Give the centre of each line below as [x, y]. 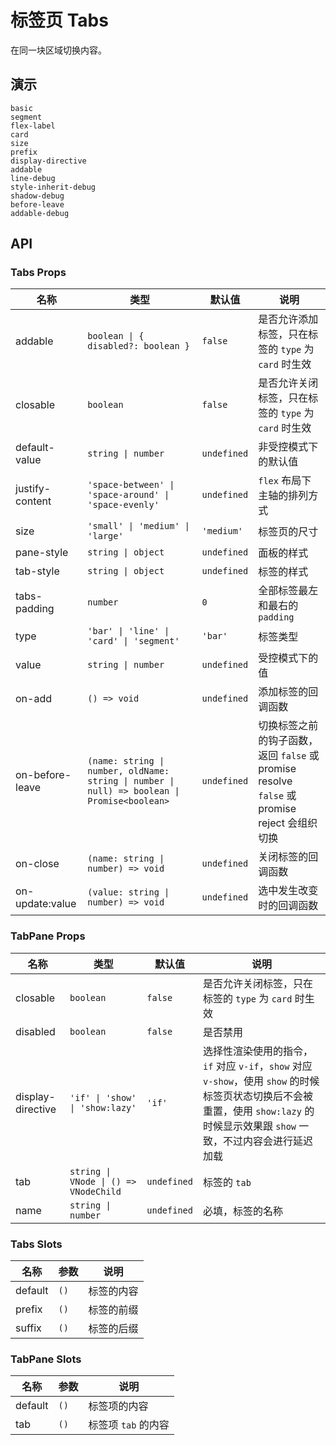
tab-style [37, 571]
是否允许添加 [288, 319]
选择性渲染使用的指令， [257, 1051]
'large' [105, 536]
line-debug [33, 178]
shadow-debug [37, 196]
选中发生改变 [288, 891]
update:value [46, 904]
